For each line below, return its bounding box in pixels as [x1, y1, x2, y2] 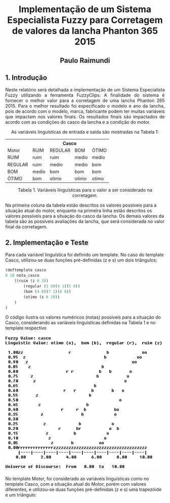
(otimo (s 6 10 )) [23, 294, 60, 299]
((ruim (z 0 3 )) [14, 278, 49, 284]
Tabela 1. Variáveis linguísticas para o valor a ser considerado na [17, 187, 153, 193]
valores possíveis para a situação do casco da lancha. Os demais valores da [5, 213, 164, 219]
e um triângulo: [5, 492, 37, 498]
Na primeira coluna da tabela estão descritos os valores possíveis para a [5, 202, 157, 208]
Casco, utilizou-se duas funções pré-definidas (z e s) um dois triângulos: [5, 257, 158, 263]
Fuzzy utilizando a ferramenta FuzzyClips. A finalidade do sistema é [5, 92, 165, 98]
